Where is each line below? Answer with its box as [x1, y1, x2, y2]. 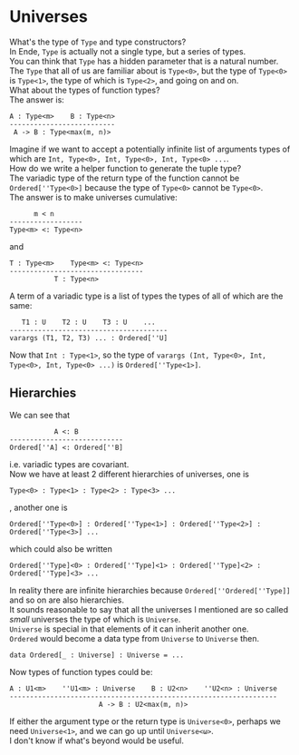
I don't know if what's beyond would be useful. [9, 735, 184, 746]
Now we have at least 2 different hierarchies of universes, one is [9, 468, 249, 479]
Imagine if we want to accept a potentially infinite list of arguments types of [9, 143, 291, 154]
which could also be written [9, 543, 113, 554]
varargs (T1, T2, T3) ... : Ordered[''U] [9, 333, 169, 342]
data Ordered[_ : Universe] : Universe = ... [9, 651, 184, 660]
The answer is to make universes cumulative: [9, 191, 178, 202]
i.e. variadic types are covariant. [9, 458, 130, 469]
